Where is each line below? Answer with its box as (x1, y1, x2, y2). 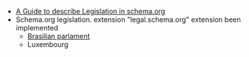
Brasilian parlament (27, 31, 90, 41)
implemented (15, 23, 59, 32)
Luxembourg (27, 40, 69, 49)
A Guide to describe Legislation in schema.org (15, 7, 166, 16)
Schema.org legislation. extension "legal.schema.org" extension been (15, 15, 241, 24)
